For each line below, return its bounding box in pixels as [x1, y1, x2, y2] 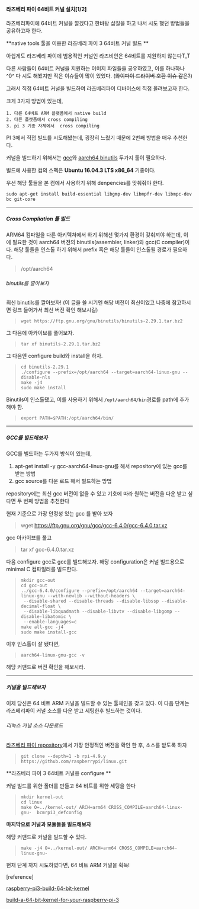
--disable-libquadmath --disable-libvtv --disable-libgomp [23, 609, 172, 614]
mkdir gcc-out [20, 578, 56, 584]
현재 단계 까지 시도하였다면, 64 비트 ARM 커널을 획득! [6, 861, 130, 868]
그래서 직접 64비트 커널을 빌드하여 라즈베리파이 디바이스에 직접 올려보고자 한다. [6, 85, 190, 92]
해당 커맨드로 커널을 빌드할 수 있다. [6, 833, 87, 840]
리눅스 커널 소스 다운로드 [6, 722, 63, 729]
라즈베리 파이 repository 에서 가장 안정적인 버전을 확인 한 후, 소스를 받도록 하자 [6, 741, 188, 748]
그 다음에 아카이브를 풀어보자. [6, 329, 75, 337]
